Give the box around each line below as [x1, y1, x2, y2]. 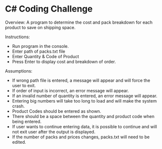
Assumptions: [5, 68, 32, 74]
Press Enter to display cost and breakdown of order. [12, 59, 116, 64]
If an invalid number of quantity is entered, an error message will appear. [12, 93, 158, 99]
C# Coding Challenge [5, 3, 93, 15]
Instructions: [5, 34, 30, 40]
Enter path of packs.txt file [12, 48, 65, 54]
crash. [12, 103, 25, 109]
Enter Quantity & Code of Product [12, 53, 79, 59]
